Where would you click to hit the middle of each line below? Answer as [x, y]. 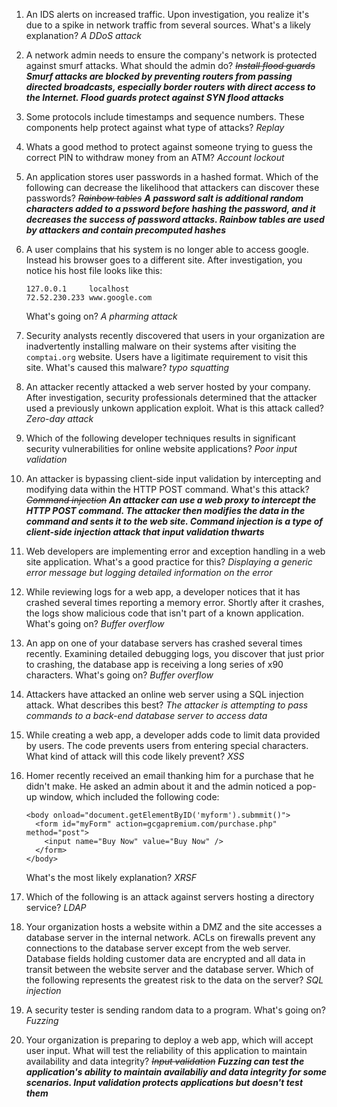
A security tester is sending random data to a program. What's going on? [175, 1010]
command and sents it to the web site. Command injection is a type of [174, 521]
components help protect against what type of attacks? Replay [155, 127]
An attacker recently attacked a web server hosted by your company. [168, 387]
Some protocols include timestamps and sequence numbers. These [165, 117]
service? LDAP [56, 907]
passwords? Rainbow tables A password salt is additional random [164, 198]
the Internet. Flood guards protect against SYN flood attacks [154, 97]
